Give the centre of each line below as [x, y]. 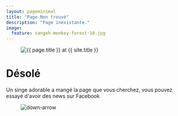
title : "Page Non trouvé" [37, 17]
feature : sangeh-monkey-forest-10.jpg [59, 33]
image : [14, 28]
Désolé [23, 74]
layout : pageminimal [31, 11]
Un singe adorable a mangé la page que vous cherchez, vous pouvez [89, 90]
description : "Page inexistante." [48, 22]
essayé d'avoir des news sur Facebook [53, 96]
